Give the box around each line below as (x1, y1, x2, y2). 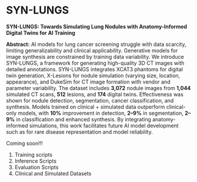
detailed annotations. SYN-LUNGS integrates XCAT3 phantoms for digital (6, 65, 183, 72)
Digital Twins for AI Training (6, 29, 75, 36)
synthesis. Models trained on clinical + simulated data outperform (6, 103, 165, 110)
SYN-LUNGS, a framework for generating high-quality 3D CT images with (6, 59, 185, 67)
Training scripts (14, 151, 53, 158)
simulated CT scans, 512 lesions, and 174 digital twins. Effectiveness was (6, 91, 183, 98)
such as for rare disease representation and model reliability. (6, 128, 153, 135)
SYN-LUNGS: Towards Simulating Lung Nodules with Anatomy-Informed (6, 23, 187, 30)
